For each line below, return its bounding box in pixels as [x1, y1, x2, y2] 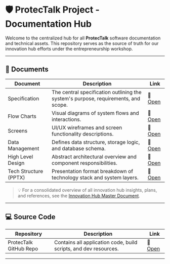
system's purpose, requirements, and [51, 95, 141, 102]
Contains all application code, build [54, 239, 138, 246]
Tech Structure [8, 167, 44, 174]
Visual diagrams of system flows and [51, 109, 139, 116]
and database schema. [51, 145, 106, 152]
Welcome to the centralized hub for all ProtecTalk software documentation [5, 35, 161, 41]
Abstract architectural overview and [51, 153, 137, 160]
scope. [51, 101, 68, 108]
